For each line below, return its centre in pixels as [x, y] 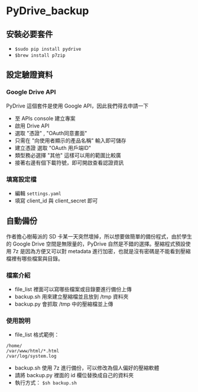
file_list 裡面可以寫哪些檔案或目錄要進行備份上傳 [73, 289]
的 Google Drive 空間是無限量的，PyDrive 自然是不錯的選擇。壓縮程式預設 [96, 244]
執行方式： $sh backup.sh [46, 383]
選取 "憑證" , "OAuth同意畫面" [51, 133]
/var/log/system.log [32, 356]
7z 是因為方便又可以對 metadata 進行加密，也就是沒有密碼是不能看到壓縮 [102, 251]
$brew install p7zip [40, 55]
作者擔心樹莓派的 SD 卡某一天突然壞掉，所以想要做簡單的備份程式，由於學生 [99, 236]
